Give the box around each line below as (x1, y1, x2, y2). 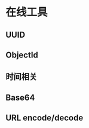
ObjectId (5, 50, 38, 60)
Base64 (5, 92, 35, 102)
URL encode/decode (5, 113, 84, 123)
